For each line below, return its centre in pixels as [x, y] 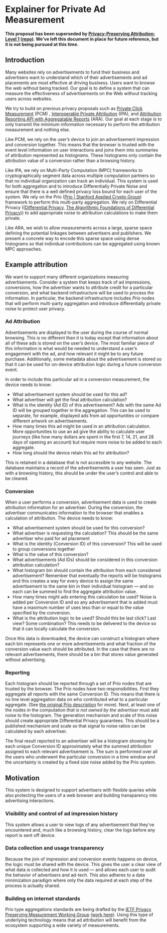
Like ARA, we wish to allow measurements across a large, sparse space [79, 227]
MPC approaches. [24, 249]
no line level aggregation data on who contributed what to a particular [77, 699]
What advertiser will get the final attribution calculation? [70, 399]
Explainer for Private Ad [55, 9]
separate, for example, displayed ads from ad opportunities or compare [86, 415]
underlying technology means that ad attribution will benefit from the [76, 920]
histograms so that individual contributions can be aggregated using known [83, 243]
